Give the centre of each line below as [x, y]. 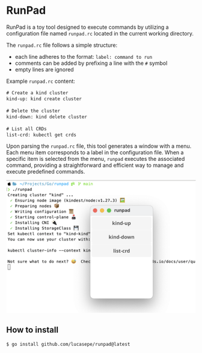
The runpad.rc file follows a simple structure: [62, 45]
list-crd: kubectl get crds [41, 135]
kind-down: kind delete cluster [47, 117]
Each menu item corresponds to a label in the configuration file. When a [95, 152]
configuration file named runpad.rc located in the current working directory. [100, 33]
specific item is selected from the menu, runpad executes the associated [96, 158]
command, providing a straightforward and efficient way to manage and [95, 165]
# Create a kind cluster [37, 93]
